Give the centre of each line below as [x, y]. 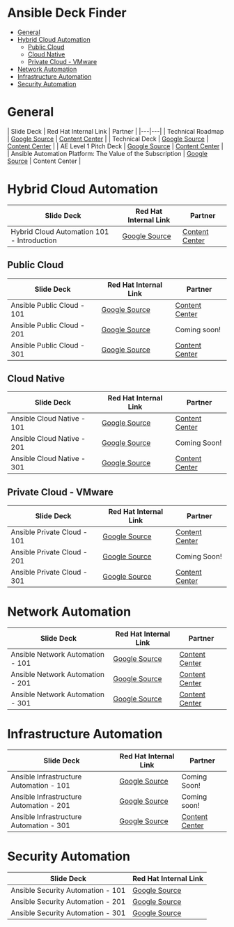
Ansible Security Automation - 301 [68, 913]
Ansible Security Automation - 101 [68, 891]
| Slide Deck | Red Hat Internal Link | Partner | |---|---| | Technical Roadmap [116, 131]
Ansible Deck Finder [67, 13]
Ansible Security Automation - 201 [68, 902]
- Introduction [34, 240]
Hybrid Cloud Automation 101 [60, 231]
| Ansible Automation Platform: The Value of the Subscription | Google [107, 153]
